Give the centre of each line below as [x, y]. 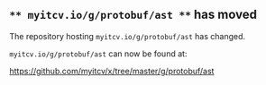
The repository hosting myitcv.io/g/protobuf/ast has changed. [128, 36]
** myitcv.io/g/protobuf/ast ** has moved [133, 15]
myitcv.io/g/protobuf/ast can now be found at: [98, 54]
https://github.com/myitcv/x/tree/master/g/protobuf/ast [112, 71]
